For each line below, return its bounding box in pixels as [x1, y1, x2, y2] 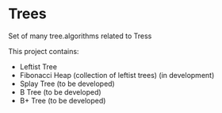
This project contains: [8, 46, 79, 56]
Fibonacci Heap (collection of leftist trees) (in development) [19, 70, 215, 80]
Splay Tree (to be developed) [19, 79, 115, 88]
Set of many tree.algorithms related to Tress [8, 31, 152, 41]
